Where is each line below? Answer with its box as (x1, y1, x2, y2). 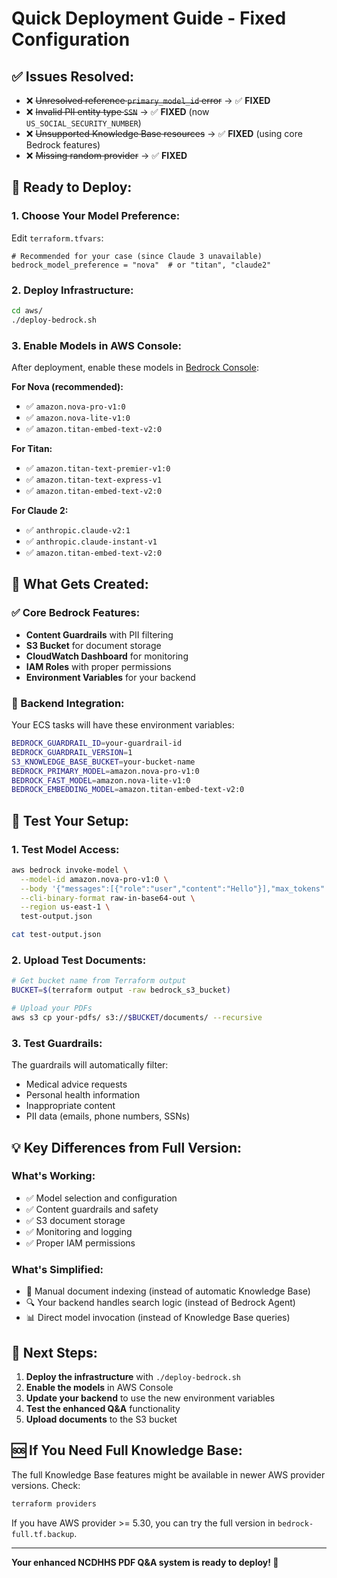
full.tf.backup (11, 1529, 75, 1539)
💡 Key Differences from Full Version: (11, 1139, 243, 1156)
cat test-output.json (11, 930, 102, 940)
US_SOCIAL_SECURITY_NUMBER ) (25, 117, 142, 129)
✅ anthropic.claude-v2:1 (25, 524, 131, 536)
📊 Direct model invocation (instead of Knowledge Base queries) (25, 1312, 291, 1324)
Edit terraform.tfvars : (11, 232, 104, 244)
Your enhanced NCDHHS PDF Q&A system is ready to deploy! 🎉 (11, 1556, 279, 1568)
